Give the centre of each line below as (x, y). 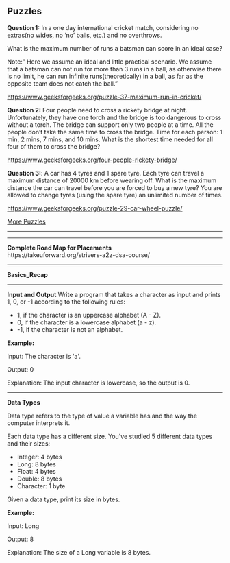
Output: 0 (21, 369)
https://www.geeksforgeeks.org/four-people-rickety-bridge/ (92, 160)
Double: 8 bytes (39, 479)
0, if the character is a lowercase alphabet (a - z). (87, 322)
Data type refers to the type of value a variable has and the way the (102, 416)
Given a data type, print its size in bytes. (64, 499)
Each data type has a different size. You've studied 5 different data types (110, 436)
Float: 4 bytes (36, 471)
